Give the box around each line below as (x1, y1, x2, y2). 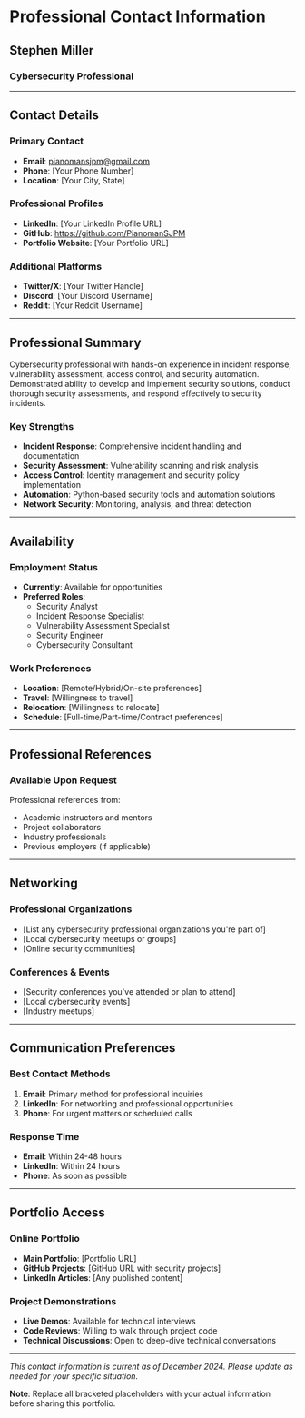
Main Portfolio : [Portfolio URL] (22, 1253, 137, 1264)
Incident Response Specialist (35, 610, 145, 621)
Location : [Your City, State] (22, 174, 125, 185)
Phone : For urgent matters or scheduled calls (22, 1107, 192, 1118)
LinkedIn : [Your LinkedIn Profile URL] (22, 218, 162, 229)
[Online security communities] (22, 943, 136, 954)
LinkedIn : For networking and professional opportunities (22, 1097, 234, 1109)
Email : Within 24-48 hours (22, 1151, 123, 1162)
